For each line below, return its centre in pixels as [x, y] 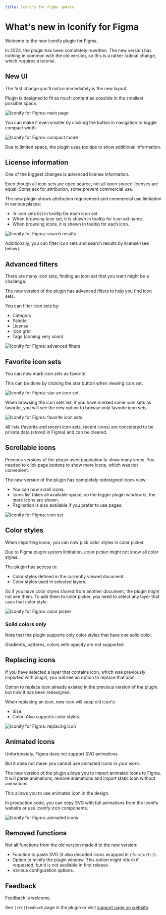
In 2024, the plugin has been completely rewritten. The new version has [79, 50]
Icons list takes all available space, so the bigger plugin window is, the [84, 494]
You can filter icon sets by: [32, 306]
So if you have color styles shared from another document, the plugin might [82, 591]
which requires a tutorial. [30, 61]
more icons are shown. [36, 500]
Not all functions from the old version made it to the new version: [71, 845]
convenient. [17, 470]
